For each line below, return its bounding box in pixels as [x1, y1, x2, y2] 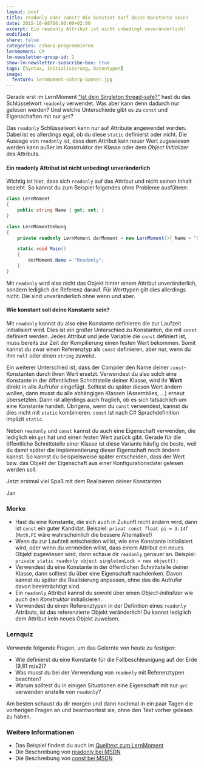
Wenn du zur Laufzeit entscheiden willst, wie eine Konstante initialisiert [15, 538, 193, 545]
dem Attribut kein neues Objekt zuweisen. [15, 615, 120, 622]
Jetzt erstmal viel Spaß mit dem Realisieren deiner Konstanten [6, 478, 162, 485]
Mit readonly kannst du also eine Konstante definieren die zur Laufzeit [6, 320, 182, 327]
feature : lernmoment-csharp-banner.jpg [12, 76, 113, 83]
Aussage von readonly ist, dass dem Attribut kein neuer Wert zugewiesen [6, 137, 190, 144]
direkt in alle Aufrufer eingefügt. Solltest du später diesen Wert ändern [6, 383, 182, 390]
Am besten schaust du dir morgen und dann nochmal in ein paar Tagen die [6, 699, 193, 707]
